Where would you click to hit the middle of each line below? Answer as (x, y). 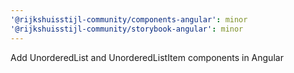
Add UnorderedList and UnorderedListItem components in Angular (147, 57)
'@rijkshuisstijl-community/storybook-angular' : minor (127, 29)
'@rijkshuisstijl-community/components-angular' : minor (129, 19)
